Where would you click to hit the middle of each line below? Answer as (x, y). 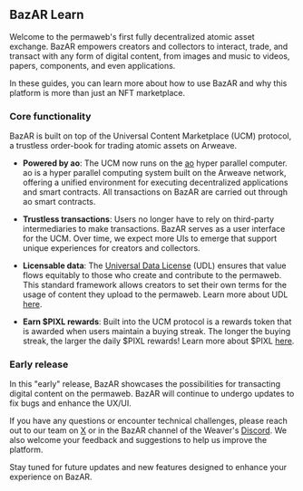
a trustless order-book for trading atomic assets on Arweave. (123, 146)
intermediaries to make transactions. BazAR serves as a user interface (154, 229)
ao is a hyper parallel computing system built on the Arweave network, (154, 173)
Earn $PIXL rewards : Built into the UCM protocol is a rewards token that (157, 322)
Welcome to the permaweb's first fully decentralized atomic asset (132, 36)
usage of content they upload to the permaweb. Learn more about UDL (155, 294)
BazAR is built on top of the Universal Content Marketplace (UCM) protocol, (151, 136)
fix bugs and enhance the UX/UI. (70, 403)
